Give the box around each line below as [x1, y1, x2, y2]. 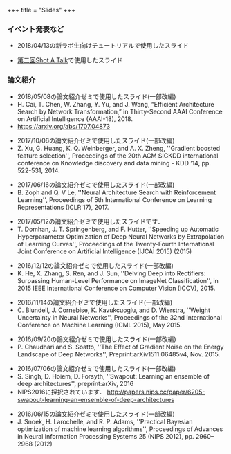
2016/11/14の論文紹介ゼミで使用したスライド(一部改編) [17, 298, 173, 307]
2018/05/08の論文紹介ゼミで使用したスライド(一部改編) [17, 92, 176, 100]
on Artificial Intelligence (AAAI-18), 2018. [17, 114, 133, 123]
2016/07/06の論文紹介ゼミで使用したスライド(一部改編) [17, 364, 176, 372]
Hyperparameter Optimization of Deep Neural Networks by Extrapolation [17, 232, 225, 241]
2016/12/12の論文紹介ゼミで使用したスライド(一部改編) [17, 261, 174, 269]
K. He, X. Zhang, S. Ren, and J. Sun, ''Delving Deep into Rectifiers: [17, 269, 206, 278]
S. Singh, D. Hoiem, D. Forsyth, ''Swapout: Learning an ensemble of [17, 372, 210, 380]
